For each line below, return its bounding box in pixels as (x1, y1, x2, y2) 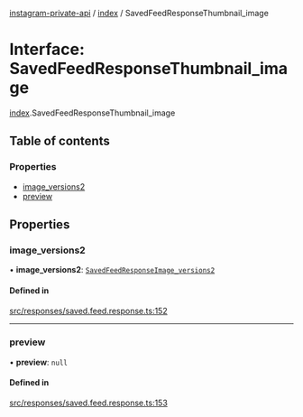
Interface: (9, 40, 86, 60)
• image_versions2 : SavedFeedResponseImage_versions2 (9, 264, 216, 275)
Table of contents (9, 134, 110, 149)
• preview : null (9, 357, 68, 367)
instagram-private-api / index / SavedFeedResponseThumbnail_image (9, 8, 269, 18)
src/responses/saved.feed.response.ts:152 (9, 305, 169, 316)
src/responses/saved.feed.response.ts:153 (9, 397, 169, 409)
